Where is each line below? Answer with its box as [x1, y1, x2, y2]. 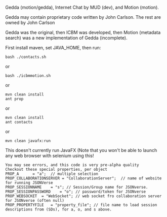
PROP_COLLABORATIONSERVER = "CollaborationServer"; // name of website [5, 176, 162, 181]
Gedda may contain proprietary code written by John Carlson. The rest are [5, 14, 161, 20]
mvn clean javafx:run [5, 138, 51, 143]
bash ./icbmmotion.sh [5, 73, 51, 78]
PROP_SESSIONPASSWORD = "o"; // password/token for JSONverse [5, 189, 146, 194]
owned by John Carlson [5, 20, 55, 25]
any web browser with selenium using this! [5, 152, 94, 159]
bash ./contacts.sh [5, 54, 47, 59]
